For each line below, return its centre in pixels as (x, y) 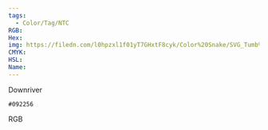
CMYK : (17, 52)
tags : (17, 15)
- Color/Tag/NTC (42, 23)
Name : (17, 67)
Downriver (25, 90)
